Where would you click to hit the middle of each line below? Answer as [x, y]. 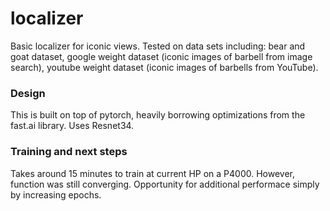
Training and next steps [69, 152]
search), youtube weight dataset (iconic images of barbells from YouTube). [164, 67]
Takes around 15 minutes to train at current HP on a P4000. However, [152, 173]
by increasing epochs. [56, 194]
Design [28, 93]
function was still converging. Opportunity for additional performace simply [165, 184]
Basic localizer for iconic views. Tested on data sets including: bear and [158, 46]
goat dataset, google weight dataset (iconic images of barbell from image [161, 56]
